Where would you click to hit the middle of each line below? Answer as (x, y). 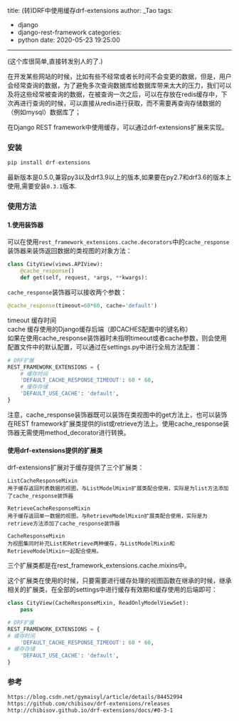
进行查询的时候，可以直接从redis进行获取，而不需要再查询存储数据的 (121, 103)
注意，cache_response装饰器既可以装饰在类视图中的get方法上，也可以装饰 (117, 414)
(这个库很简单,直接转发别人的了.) (55, 61)
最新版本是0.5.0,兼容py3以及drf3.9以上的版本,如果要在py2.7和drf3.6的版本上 (119, 178)
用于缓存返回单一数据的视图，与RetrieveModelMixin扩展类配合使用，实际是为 (107, 516)
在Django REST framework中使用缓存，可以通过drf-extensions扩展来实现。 (118, 127)
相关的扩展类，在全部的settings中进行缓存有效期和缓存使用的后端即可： (113, 590)
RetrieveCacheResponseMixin (49, 508)
